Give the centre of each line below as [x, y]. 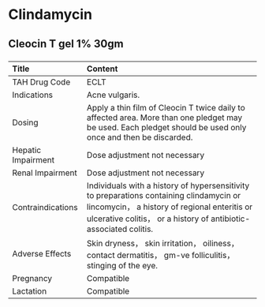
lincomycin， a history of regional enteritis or [170, 207]
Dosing [25, 122]
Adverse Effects [42, 253]
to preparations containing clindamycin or [164, 195]
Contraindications [45, 207]
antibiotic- [230, 219]
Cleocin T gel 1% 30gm [66, 44]
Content [102, 69]
